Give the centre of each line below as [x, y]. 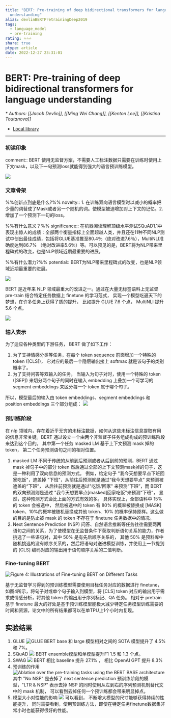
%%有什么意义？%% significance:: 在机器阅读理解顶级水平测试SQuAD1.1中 [84, 226]
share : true [18, 43]
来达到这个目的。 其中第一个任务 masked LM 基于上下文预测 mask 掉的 [80, 443]
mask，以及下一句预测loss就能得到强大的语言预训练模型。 [75, 166]
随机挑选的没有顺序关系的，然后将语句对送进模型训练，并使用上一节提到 [88, 543]
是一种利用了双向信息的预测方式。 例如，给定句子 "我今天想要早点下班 [86, 473]
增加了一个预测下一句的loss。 [36, 215]
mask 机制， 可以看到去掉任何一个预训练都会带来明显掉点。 [85, 691]
